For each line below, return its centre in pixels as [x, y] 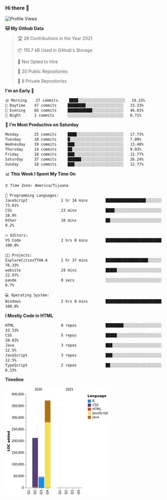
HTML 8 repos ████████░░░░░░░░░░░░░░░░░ [83, 326]
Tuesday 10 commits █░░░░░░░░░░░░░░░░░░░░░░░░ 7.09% [73, 140]
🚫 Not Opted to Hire [38, 62]
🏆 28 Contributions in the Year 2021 [55, 38]
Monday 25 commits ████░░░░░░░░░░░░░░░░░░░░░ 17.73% [74, 135]
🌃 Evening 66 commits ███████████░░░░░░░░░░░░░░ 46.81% [74, 111]
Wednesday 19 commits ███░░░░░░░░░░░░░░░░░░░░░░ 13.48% [74, 145]
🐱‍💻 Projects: [19, 255]
